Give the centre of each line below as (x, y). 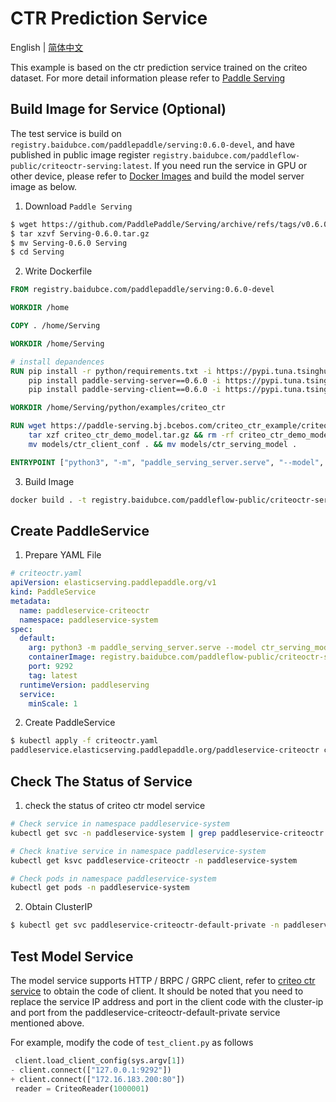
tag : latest (53, 675)
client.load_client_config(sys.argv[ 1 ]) (100, 1060)
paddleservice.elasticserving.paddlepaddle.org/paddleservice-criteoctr (165, 750)
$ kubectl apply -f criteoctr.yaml (84, 741)
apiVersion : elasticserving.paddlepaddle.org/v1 (113, 583)
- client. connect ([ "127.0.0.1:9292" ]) (91, 1070)
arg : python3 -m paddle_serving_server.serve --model (142, 648)
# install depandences (57, 362)
